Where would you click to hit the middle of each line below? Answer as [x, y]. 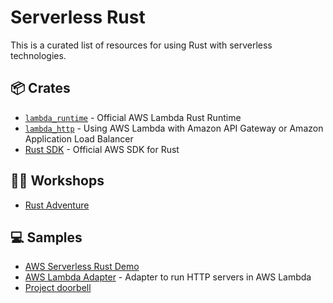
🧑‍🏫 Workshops [57, 181]
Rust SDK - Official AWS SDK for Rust [102, 149]
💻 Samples [46, 237]
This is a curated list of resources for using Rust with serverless [141, 45]
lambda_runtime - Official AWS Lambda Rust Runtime [133, 117]
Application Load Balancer [79, 138]
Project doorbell [58, 288]
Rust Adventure [57, 205]
